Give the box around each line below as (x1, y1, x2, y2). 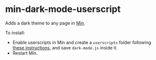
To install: (5, 29, 25, 35)
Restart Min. (12, 50, 38, 56)
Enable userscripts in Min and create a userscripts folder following (12, 39, 151, 45)
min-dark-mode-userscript (5, 3, 121, 15)
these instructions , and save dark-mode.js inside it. (12, 44, 118, 50)
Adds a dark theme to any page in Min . (5, 20, 85, 26)
